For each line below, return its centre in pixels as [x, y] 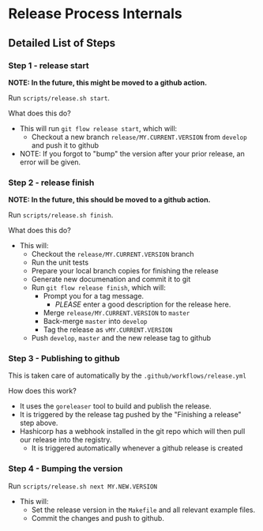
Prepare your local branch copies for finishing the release [125, 271]
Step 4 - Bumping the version [66, 469]
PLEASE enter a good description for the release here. [143, 304]
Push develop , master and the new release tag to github [121, 338]
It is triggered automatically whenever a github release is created [137, 448]
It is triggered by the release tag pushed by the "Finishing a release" [131, 415]
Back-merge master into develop [95, 322]
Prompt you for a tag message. [94, 296]
